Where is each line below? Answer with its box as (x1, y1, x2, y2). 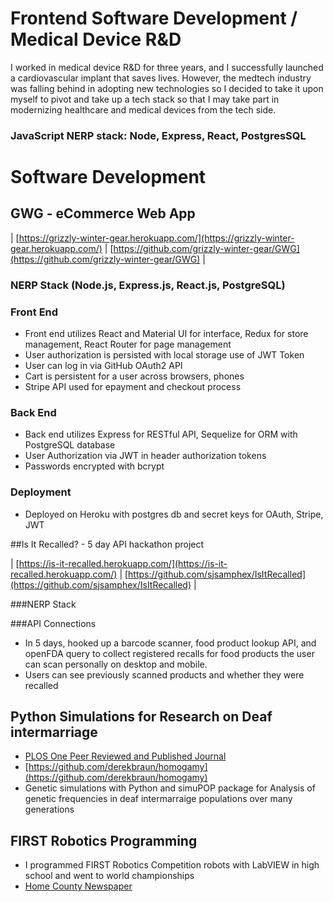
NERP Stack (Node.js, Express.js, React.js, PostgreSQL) (10, 278, 286, 292)
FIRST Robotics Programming (10, 832, 198, 849)
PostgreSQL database (24, 439, 116, 451)
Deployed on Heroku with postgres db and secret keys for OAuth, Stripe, (24, 508, 324, 520)
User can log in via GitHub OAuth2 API (24, 360, 183, 372)
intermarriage (10, 724, 98, 741)
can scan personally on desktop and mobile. (24, 658, 208, 670)
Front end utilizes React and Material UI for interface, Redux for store (24, 328, 309, 340)
